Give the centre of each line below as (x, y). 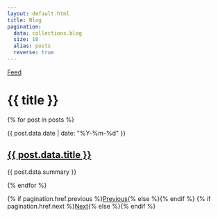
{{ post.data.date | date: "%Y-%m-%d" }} (67, 133)
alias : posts (32, 46)
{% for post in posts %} (41, 120)
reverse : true (34, 53)
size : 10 (26, 40)
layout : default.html (39, 14)
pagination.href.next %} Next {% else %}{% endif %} (82, 206)
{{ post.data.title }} (49, 155)
